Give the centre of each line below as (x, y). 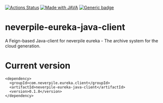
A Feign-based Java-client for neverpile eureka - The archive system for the (82, 41)
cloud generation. (23, 46)
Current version (38, 66)
